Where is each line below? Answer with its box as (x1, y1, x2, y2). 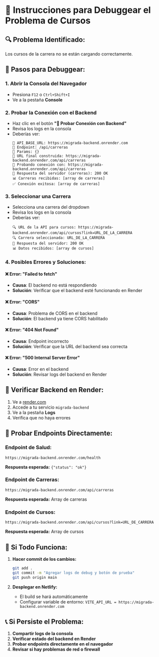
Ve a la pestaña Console (12, 97, 63, 103)
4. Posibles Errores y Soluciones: (5, 259, 86, 266)
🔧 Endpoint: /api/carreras (12, 145, 68, 150)
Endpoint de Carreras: (5, 476, 59, 483)
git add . (12, 565, 33, 571)
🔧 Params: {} (12, 149, 40, 154)
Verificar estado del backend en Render (12, 636, 96, 642)
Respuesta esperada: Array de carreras (5, 496, 87, 502)
